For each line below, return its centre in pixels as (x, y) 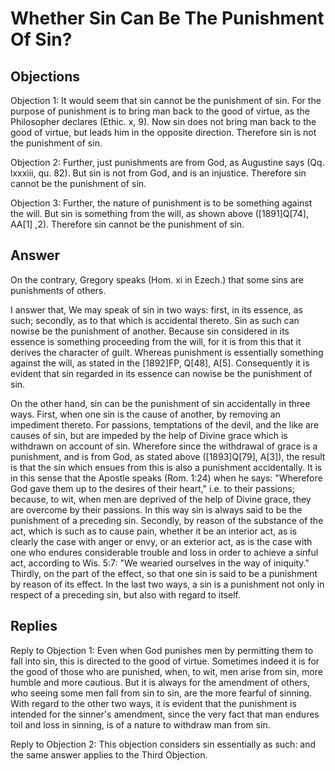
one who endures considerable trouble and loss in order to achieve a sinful (164, 552)
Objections (45, 76)
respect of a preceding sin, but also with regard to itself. (126, 594)
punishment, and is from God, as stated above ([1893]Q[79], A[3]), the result (168, 456)
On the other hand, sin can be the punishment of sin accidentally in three (160, 403)
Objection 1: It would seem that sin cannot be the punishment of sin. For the (166, 100)
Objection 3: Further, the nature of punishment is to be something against (161, 203)
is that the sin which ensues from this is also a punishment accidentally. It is (166, 467)
